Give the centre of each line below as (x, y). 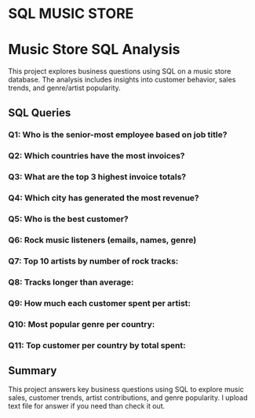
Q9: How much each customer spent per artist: (99, 303)
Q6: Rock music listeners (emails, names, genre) (102, 240)
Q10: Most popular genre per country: (82, 324)
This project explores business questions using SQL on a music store (120, 71)
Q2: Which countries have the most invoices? (97, 156)
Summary (33, 371)
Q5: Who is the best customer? (69, 219)
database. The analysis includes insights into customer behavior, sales (122, 80)
